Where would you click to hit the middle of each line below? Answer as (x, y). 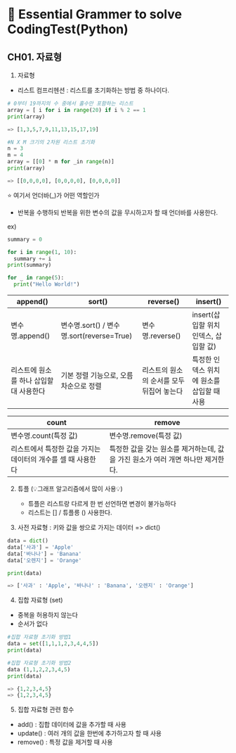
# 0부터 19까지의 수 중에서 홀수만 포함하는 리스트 (70, 103)
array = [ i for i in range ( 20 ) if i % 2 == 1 (77, 110)
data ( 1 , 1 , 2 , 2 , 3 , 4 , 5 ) (39, 669)
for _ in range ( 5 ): (36, 278)
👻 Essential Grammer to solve (95, 14)
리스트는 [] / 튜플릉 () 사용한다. (70, 512)
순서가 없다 (33, 624)
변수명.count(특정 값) (45, 436)
